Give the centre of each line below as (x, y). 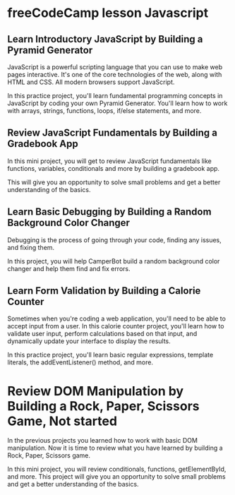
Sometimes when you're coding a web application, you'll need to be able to (116, 318)
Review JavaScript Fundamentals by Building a (112, 133)
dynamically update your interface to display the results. (89, 341)
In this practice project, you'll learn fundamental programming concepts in (115, 96)
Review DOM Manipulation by (96, 391)
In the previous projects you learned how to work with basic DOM (102, 441)
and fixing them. (31, 247)
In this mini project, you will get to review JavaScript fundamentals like (109, 161)
